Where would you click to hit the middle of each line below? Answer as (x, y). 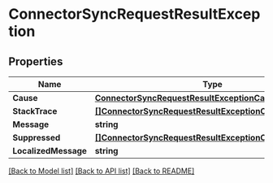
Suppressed (37, 137)
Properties (36, 61)
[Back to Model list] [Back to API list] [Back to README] (102, 171)
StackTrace (35, 111)
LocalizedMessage (50, 151)
